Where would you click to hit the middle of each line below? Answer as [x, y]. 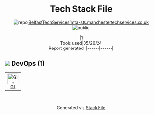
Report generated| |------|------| [81, 48]
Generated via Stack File [81, 107]
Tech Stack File [81, 9]
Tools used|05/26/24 [81, 43]
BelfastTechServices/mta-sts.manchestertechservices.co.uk [89, 22]
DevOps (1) [28, 63]
